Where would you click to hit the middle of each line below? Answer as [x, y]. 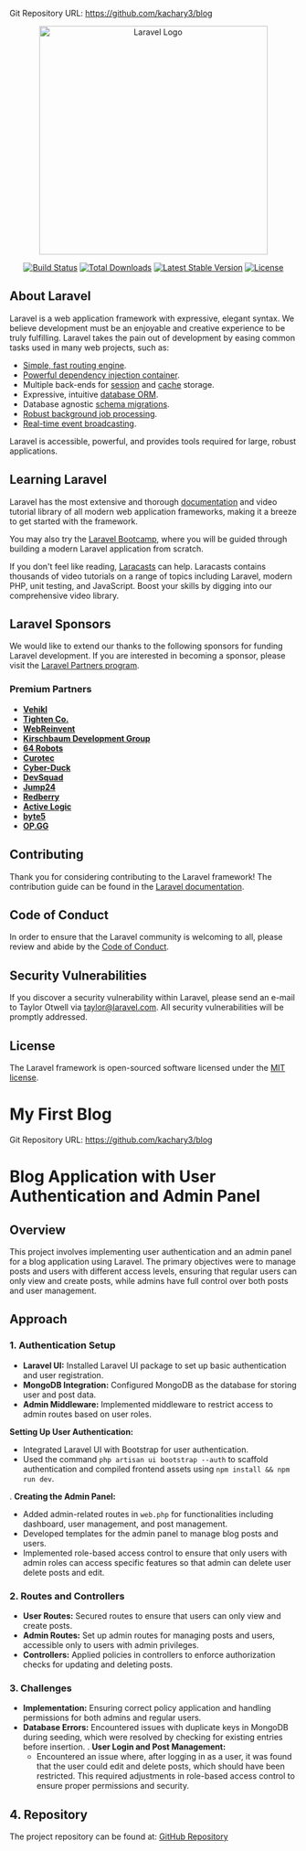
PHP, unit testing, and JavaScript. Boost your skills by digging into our [141, 585]
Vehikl [35, 709]
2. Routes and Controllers [67, 1596]
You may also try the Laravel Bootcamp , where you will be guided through [148, 539]
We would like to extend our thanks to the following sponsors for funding [146, 646]
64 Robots [43, 748]
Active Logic [47, 806]
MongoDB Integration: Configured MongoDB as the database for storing [159, 1385]
